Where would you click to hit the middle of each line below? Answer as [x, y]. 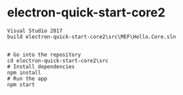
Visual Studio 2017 [35, 31]
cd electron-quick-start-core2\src [58, 60]
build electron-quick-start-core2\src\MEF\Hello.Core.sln [91, 37]
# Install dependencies [41, 66]
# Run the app [27, 79]
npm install [24, 72]
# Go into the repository [44, 55]
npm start [21, 84]
